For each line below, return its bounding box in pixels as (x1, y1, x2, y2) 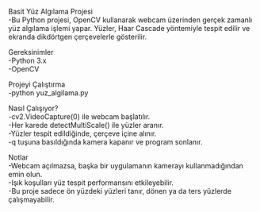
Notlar (8, 152, 29, 162)
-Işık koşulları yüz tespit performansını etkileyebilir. (8, 178, 174, 187)
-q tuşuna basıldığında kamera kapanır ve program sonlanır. (8, 137, 203, 146)
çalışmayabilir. (8, 195, 55, 204)
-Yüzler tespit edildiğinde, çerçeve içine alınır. (8, 129, 157, 138)
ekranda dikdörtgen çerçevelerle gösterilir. (8, 32, 147, 41)
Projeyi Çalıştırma (8, 79, 66, 89)
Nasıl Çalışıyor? (8, 103, 59, 113)
